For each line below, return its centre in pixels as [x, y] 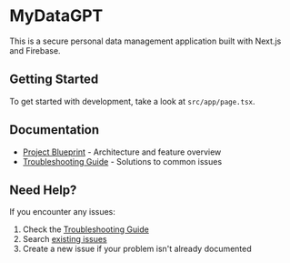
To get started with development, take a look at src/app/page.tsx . [133, 101]
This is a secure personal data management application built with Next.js [145, 41]
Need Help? [43, 190]
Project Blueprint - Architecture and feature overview [122, 152]
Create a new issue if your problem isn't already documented [137, 249]
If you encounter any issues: [63, 212]
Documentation [55, 130]
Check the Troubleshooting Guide [86, 229]
